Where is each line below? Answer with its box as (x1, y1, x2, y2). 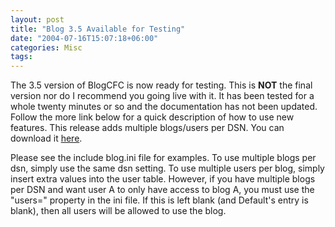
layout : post (10, 14, 65, 25)
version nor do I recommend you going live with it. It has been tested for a (10, 90, 315, 102)
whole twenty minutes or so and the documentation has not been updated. (10, 101, 318, 113)
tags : (10, 52, 33, 62)
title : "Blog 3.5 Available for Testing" (10, 24, 186, 34)
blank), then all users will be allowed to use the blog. (10, 205, 227, 217)
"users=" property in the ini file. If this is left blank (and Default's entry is (10, 194, 309, 206)
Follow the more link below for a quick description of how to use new (10, 111, 295, 123)
